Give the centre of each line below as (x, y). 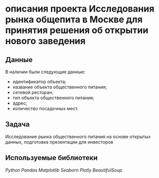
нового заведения (45, 41)
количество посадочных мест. (46, 108)
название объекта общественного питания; (60, 87)
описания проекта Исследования (80, 9)
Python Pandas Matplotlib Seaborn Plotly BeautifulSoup (64, 170)
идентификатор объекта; (39, 82)
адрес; (20, 103)
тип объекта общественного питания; (53, 98)
